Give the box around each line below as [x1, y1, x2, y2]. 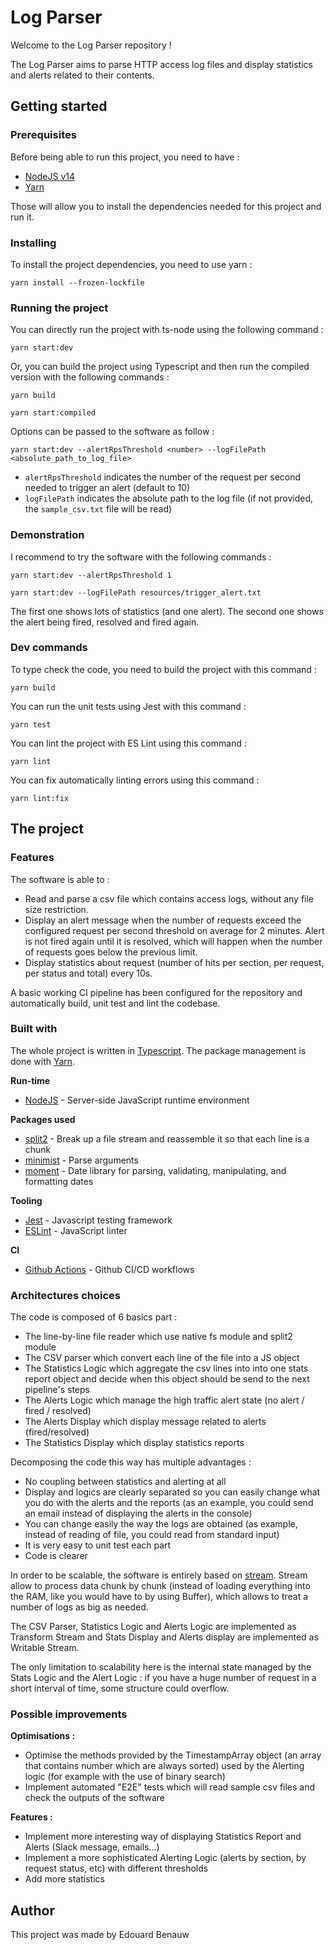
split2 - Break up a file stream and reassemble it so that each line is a [24, 1132, 310, 1145]
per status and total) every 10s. [24, 967, 153, 979]
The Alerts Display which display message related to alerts [24, 1416, 267, 1428]
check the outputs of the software [24, 1792, 165, 1804]
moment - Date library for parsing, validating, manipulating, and [24, 1164, 287, 1176]
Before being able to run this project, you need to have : [10, 151, 240, 163]
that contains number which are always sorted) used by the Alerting [24, 1760, 305, 1772]
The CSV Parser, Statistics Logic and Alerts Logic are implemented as [10, 1621, 297, 1633]
